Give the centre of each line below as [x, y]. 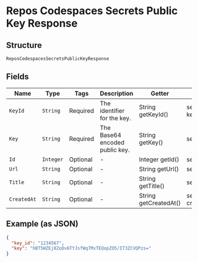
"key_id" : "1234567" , [38, 243]
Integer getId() [159, 159]
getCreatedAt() [160, 203]
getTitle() [152, 186]
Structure [24, 45]
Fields [18, 77]
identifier [112, 110]
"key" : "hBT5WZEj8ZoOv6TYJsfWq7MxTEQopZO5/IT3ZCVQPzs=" [81, 248]
